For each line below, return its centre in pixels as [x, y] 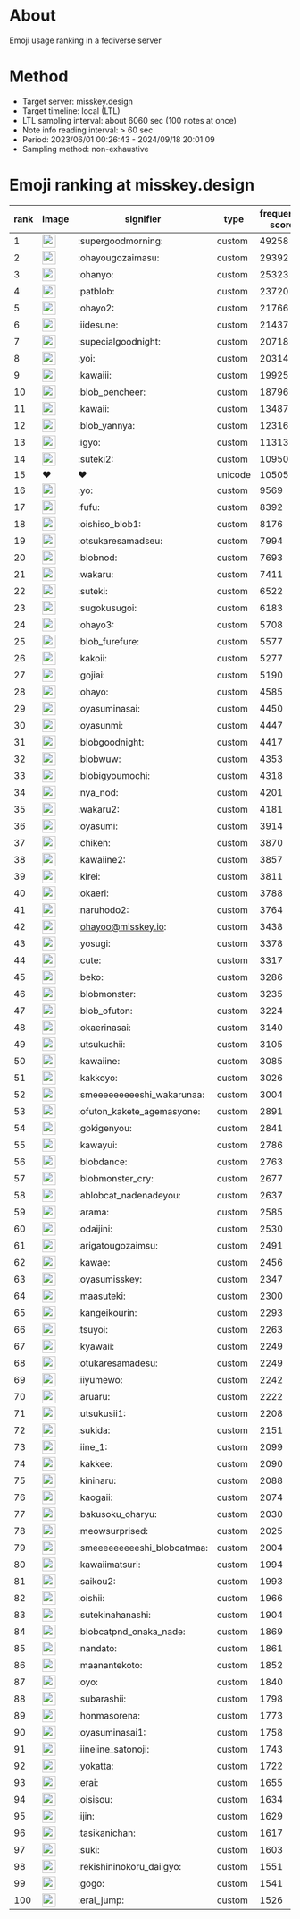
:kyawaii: [96, 1346]
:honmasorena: [109, 1715]
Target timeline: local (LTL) [71, 111]
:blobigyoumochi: [113, 775]
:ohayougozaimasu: [118, 258]
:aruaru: [94, 1396]
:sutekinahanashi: [114, 1615]
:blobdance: [102, 1162]
